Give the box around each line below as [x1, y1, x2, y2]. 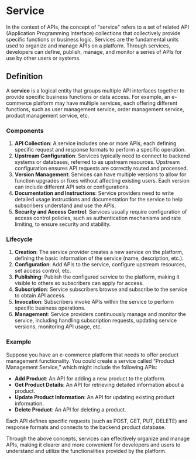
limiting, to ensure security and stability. [14, 221, 111, 228]
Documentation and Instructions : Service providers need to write [14, 190, 174, 197]
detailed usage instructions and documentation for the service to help [14, 196, 183, 203]
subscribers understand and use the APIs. [14, 202, 116, 209]
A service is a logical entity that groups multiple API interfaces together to [6, 87, 185, 94]
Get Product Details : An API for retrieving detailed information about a [14, 381, 184, 388]
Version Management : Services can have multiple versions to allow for [14, 171, 187, 178]
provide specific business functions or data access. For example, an [6, 93, 171, 100]
